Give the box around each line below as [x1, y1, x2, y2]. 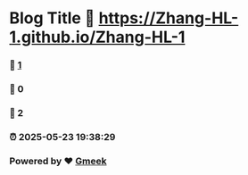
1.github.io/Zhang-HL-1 [9, 27, 186, 47]
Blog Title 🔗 [9, 8, 95, 29]
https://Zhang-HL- [98, 8, 239, 29]
